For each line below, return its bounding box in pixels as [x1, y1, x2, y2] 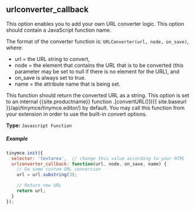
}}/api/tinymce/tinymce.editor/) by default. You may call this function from [6, 104, 185, 111]
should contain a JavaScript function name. [6, 26, 112, 33]
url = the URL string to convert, [14, 55, 90, 62]
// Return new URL [16, 182, 62, 188]
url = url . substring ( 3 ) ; [16, 172, 78, 178]
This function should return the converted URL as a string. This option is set [6, 92, 190, 99]
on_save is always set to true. [14, 74, 86, 81]
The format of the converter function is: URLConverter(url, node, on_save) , [6, 38, 189, 45]
